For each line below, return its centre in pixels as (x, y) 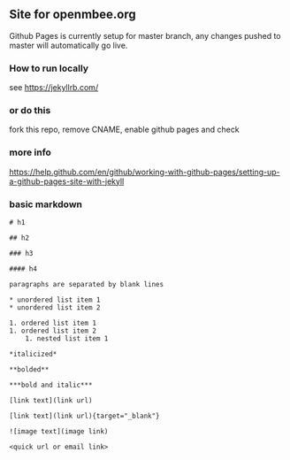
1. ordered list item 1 (53, 323)
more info (30, 152)
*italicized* (33, 354)
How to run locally (49, 68)
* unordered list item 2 (55, 308)
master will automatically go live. (69, 45)
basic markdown (46, 204)
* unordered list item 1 (55, 300)
